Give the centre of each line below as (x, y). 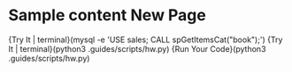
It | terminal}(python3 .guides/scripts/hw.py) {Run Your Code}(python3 (137, 48)
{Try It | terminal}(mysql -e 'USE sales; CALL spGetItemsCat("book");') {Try (146, 40)
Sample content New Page (108, 15)
